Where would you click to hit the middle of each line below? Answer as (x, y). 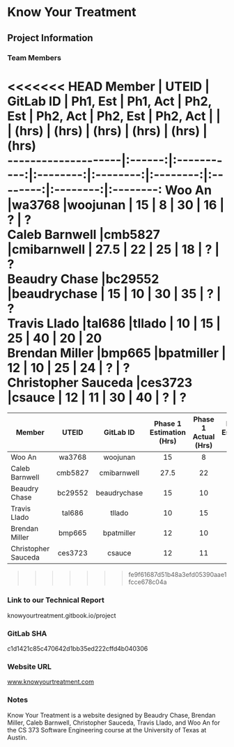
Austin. (17, 737)
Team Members (34, 58)
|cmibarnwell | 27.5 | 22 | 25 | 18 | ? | (114, 249)
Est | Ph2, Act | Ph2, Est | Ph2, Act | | (114, 116)
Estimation (167, 433)
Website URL (30, 666)
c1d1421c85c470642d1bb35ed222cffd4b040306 (78, 649)
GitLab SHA (27, 633)
